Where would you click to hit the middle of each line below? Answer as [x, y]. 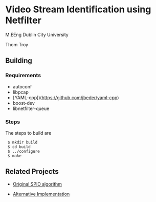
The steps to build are [28, 133]
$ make [15, 156]
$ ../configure [24, 151]
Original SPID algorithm [37, 184]
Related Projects [32, 171]
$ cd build [19, 147]
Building [19, 61]
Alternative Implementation [41, 194]
